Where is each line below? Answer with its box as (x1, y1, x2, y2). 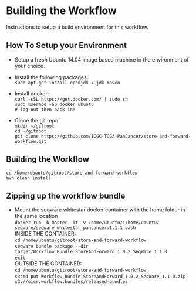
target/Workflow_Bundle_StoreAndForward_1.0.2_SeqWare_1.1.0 (14, 249, 168, 255)
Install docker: (14, 90, 49, 97)
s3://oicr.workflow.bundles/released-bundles (14, 279, 128, 285)
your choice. (14, 62, 45, 69)
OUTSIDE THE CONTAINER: (14, 260, 82, 267)
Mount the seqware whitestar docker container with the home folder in (14, 206, 185, 213)
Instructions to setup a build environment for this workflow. (6, 23, 148, 30)
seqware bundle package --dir (14, 244, 89, 250)
